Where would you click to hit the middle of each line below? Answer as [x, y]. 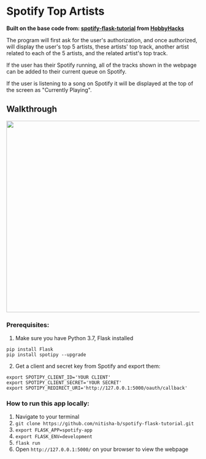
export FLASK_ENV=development [54, 437]
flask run [28, 443]
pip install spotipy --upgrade [46, 355]
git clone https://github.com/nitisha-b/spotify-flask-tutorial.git [105, 424]
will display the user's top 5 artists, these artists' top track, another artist [97, 47]
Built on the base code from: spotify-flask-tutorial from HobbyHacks [95, 28]
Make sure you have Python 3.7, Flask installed [74, 338]
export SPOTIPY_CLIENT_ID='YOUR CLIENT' [59, 377]
